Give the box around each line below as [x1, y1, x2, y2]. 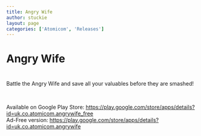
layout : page [6, 20, 39, 26]
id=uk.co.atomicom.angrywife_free [6, 110, 94, 117]
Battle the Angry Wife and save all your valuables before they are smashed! [6, 80, 194, 87]
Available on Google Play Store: [6, 103, 85, 110]
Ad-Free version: [6, 116, 48, 123]
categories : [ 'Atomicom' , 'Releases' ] [6, 25, 104, 32]
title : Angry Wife [6, 8, 53, 15]
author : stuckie [6, 15, 47, 21]
